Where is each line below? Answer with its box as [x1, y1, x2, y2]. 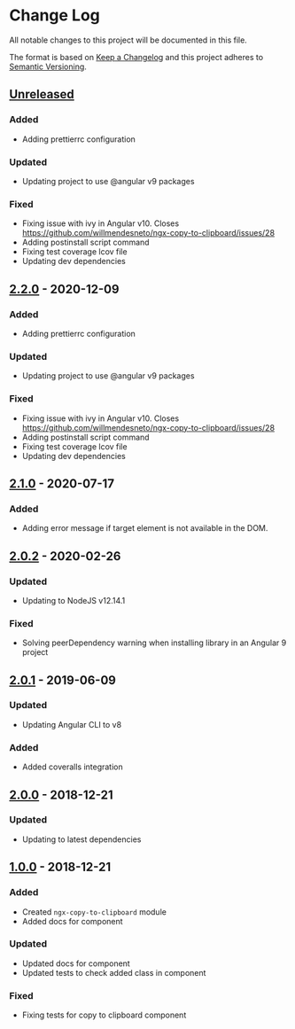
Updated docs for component [21, 958, 130, 969]
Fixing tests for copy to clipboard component [21, 1010, 187, 1020]
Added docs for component [21, 916, 123, 926]
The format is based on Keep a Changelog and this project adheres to [9, 51, 264, 62]
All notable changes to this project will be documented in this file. [9, 35, 248, 45]
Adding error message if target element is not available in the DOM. [21, 523, 268, 534]
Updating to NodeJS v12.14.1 [21, 595, 126, 605]
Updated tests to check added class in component [21, 967, 206, 978]
